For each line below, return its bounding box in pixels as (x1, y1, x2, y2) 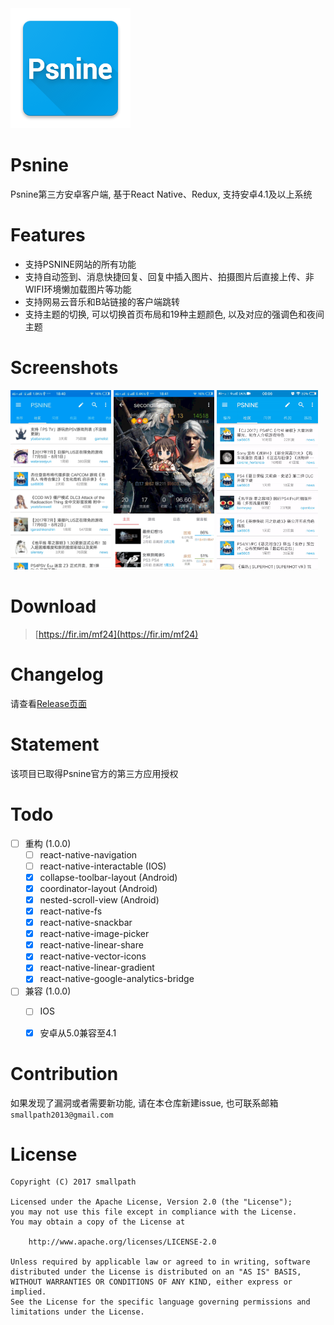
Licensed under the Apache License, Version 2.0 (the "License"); (10, 1197, 293, 1207)
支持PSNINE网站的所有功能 (24, 258, 137, 270)
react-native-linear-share (39, 939, 144, 951)
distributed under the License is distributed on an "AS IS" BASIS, (10, 1267, 302, 1277)
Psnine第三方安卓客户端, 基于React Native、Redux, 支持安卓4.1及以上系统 (10, 188, 313, 200)
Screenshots (10, 357, 119, 379)
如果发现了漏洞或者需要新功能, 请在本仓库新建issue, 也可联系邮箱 (10, 1097, 279, 1109)
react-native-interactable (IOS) (39, 860, 167, 872)
